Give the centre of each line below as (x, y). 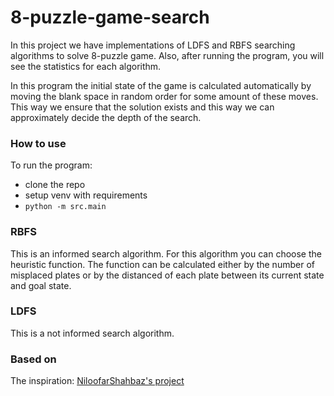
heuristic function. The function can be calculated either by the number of (162, 264)
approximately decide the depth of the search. (106, 117)
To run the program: (51, 165)
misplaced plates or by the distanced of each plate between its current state (167, 275)
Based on (33, 359)
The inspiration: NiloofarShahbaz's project (97, 381)
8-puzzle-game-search (110, 17)
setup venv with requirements (86, 195)
